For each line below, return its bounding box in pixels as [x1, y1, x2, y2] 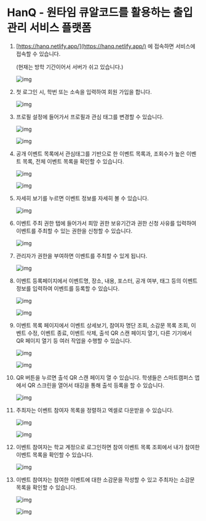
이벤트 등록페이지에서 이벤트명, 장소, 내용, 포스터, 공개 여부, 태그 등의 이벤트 [15, 277, 198, 284]
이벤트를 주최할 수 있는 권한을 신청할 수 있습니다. [15, 227, 133, 234]
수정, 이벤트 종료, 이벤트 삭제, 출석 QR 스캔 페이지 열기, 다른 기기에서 [27, 329, 192, 337]
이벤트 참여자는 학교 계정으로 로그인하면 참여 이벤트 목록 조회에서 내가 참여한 [15, 443, 200, 450]
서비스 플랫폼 [29, 21, 92, 35]
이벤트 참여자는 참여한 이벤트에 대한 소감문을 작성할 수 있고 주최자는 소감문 [15, 476, 196, 483]
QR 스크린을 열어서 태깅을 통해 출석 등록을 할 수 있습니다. [27, 382, 165, 389]
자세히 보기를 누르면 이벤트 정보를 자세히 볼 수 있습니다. [15, 194, 149, 202]
